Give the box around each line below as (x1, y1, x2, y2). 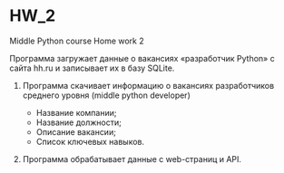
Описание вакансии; (35, 126, 116, 137)
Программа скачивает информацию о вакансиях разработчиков (22, 80, 275, 91)
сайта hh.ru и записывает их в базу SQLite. (9, 62, 175, 73)
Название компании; (35, 107, 117, 118)
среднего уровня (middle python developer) (22, 90, 191, 101)
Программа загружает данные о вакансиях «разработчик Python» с (9, 53, 275, 63)
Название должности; (35, 117, 122, 128)
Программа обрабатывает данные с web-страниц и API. (22, 153, 242, 164)
